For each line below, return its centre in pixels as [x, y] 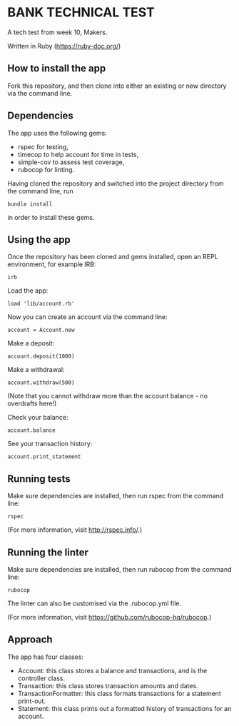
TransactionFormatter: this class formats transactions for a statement [119, 693]
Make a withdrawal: [36, 370]
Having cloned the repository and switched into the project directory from [116, 183]
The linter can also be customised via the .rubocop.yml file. [95, 603]
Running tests [39, 479]
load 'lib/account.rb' [41, 304]
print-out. [32, 701]
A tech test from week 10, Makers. [57, 32]
